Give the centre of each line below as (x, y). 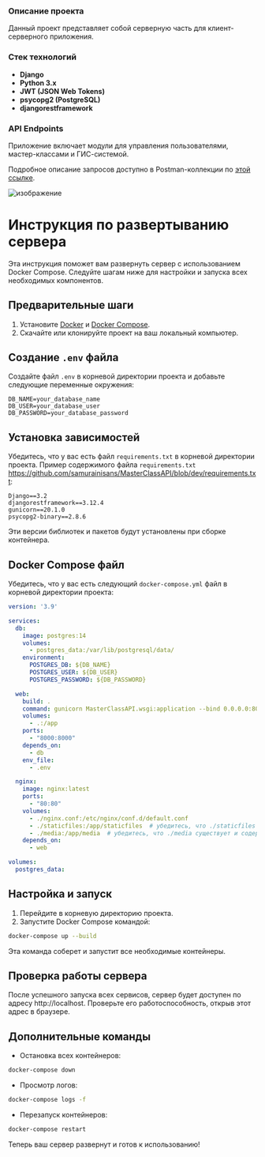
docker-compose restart (47, 1129)
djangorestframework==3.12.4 (56, 503)
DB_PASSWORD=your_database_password (68, 413)
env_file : (39, 760)
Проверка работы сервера (78, 976)
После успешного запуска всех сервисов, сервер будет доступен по (125, 995)
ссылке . (22, 177)
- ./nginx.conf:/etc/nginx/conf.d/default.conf (109, 818)
